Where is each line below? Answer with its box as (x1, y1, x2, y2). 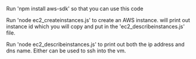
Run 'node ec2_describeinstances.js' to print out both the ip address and (6, 41, 185, 48)
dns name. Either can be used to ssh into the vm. (6, 47, 126, 54)
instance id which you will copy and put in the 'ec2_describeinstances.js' (6, 23, 185, 30)
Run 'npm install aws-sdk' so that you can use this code (6, 5, 144, 12)
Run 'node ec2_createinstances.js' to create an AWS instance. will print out (6, 17, 191, 23)
